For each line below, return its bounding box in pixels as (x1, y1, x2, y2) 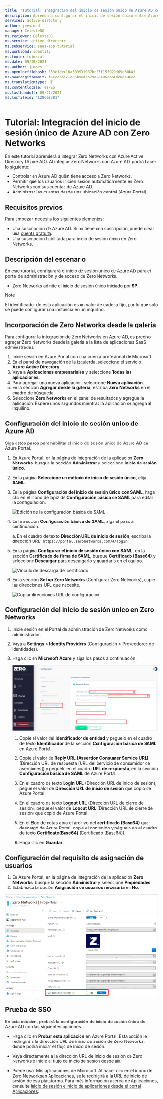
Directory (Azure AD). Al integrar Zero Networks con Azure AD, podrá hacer (5, 159, 157, 165)
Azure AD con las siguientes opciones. (5, 1023, 82, 1029)
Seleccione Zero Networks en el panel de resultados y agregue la (12, 395, 144, 401)
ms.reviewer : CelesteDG (5, 34, 53, 39)
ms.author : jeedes (5, 64, 42, 69)
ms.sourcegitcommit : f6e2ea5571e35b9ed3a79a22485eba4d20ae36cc (5, 75, 136, 80)
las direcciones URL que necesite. (12, 582, 81, 588)
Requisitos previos (5, 203, 63, 212)
